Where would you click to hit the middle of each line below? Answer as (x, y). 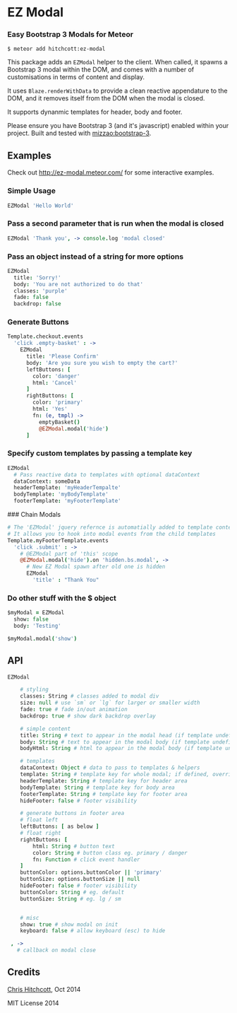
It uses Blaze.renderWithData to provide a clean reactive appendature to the (117, 91)
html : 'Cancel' (55, 382)
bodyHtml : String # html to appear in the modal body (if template (121, 749)
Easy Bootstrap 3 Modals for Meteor (71, 35)
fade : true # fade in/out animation (74, 710)
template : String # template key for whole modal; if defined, (115, 775)
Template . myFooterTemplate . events (58, 540)
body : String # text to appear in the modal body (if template (115, 742)
